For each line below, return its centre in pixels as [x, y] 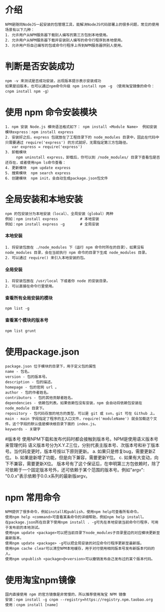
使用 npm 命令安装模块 [51, 113]
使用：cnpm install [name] [32, 605]
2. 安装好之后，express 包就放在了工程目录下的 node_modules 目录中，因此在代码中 [82, 137]
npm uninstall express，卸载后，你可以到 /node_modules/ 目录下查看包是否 [88, 157]
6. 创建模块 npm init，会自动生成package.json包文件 [57, 178]
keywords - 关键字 [23, 429]
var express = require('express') [47, 147]
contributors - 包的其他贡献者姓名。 [40, 397]
